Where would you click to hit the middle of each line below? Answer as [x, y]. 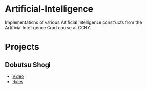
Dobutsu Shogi [28, 65]
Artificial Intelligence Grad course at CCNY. [48, 27]
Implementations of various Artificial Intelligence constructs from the [73, 22]
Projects [22, 47]
